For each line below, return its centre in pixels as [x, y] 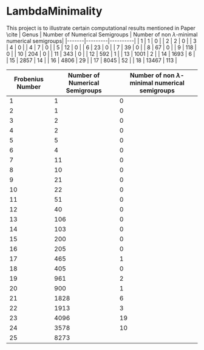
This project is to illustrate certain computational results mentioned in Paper [101, 28]
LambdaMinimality [54, 11]
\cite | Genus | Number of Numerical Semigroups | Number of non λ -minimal [102, 34]
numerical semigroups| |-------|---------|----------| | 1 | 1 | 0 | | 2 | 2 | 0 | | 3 [101, 41]
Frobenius [29, 79]
